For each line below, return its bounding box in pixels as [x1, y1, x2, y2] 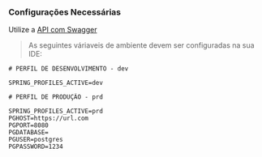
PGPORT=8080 [8, 121, 49, 129]
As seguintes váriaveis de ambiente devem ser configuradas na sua [28, 40, 255, 50]
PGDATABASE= [8, 129, 49, 137]
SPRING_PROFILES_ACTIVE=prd [8, 108, 104, 116]
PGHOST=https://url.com [8, 114, 89, 123]
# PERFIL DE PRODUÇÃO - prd [8, 93, 104, 101]
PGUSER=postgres [8, 136, 63, 144]
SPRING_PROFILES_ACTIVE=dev [8, 79, 104, 87]
